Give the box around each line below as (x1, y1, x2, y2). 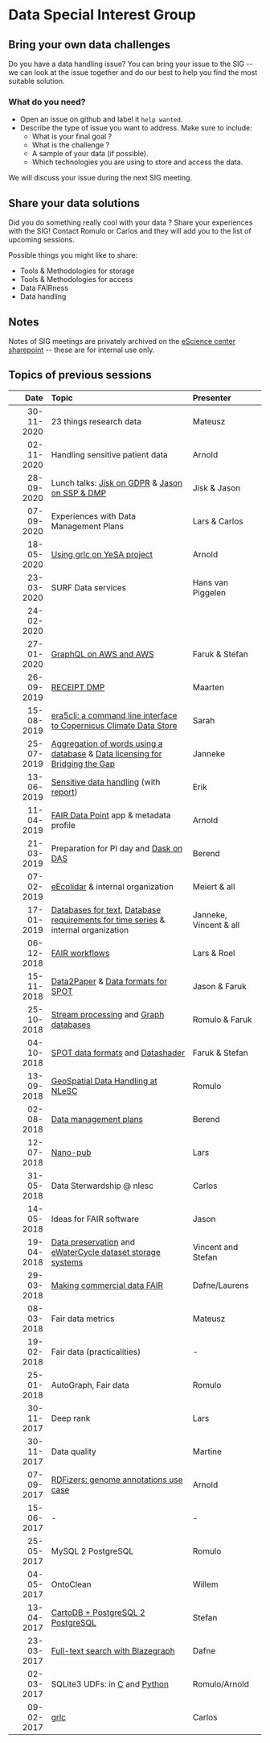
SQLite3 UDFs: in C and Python (51, 1678, 169, 1689)
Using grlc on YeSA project (51, 549, 153, 560)
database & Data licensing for (51, 747, 162, 759)
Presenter (192, 392, 231, 404)
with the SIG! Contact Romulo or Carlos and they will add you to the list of (8, 226, 252, 236)
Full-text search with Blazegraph (51, 1645, 175, 1656)
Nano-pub (51, 1146, 92, 1157)
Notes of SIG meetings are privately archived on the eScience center (8, 336, 235, 346)
